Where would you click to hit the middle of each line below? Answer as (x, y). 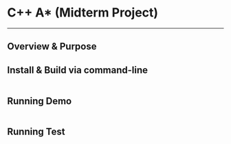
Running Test (36, 132)
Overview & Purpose (52, 47)
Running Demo (40, 101)
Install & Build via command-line (78, 70)
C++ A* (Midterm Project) (83, 13)
